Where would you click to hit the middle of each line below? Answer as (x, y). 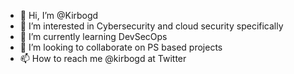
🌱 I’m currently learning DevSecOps (93, 36)
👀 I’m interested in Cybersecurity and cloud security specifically (151, 26)
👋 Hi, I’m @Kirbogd (59, 15)
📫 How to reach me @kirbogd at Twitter (103, 58)
